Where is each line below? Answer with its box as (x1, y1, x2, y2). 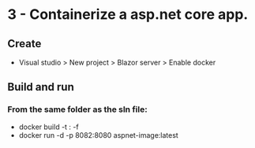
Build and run (7, 80, 74, 94)
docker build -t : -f (18, 122, 80, 131)
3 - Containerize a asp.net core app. (7, 6, 249, 24)
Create (7, 37, 42, 50)
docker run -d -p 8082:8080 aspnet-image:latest (18, 130, 178, 139)
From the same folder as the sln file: (7, 104, 148, 115)
